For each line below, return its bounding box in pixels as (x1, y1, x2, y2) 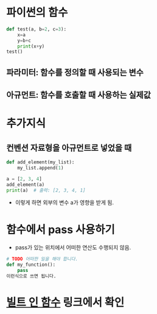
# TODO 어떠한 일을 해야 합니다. (6, 256, 78, 262)
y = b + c (17, 37, 32, 43)
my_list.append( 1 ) (17, 165, 64, 171)
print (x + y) (17, 43, 45, 49)
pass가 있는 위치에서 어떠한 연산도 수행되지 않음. (15, 244, 131, 251)
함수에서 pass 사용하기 (6, 223, 115, 237)
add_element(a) (6, 181, 45, 188)
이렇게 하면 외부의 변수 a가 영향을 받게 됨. (15, 199, 114, 206)
